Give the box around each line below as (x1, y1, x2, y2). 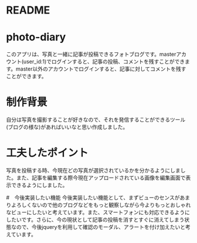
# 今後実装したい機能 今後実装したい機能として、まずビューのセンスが (6, 194, 180, 201)
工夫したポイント (6, 147, 89, 159)
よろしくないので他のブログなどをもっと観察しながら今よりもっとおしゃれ (11, 201, 191, 208)
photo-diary (6, 31, 66, 44)
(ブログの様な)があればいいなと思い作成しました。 (6, 124, 128, 131)
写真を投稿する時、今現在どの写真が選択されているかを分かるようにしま (6, 167, 181, 174)
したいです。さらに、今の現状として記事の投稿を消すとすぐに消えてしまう (6, 216, 185, 223)
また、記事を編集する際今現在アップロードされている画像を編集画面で (16, 174, 186, 181)
